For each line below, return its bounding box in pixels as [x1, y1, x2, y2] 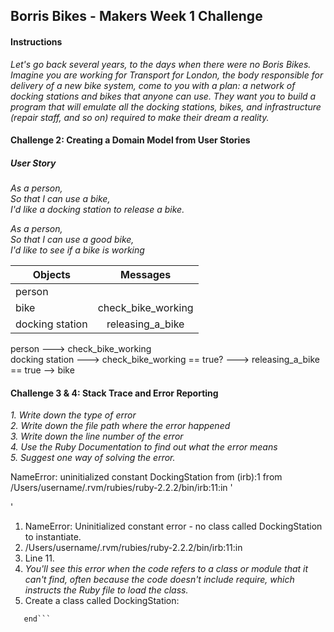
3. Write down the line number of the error [10, 430, 184, 443]
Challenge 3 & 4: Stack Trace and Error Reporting [10, 387, 219, 399]
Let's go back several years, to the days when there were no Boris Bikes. [10, 58, 312, 70]
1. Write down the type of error [10, 409, 137, 421]
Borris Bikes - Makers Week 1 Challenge [10, 8, 263, 25]
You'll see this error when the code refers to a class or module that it [24, 563, 309, 575]
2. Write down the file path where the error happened [10, 420, 231, 432]
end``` [23, 614, 52, 624]
